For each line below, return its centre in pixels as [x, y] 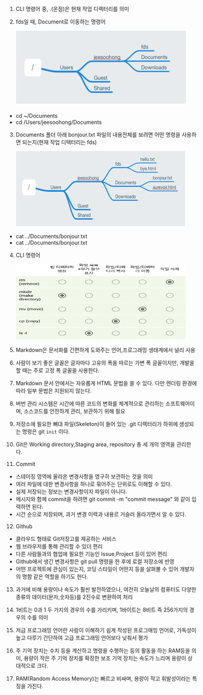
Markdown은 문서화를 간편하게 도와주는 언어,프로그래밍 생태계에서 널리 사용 [105, 350]
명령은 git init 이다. [46, 432]
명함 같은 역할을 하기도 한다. [55, 577]
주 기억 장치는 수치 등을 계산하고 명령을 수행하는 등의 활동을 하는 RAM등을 [103, 651]
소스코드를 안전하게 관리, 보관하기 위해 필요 [75, 411]
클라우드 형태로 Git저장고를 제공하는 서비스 [66, 539]
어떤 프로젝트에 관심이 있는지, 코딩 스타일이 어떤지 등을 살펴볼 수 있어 [97, 569]
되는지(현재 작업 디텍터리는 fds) [60, 142]
